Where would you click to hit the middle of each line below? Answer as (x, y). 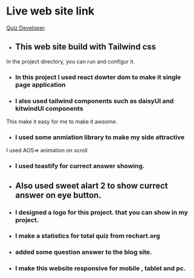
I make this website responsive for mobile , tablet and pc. (100, 268)
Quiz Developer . (26, 28)
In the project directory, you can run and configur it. (70, 61)
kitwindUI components (49, 108)
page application (40, 85)
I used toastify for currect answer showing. (80, 166)
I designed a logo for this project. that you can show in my (102, 212)
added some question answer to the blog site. (83, 252)
